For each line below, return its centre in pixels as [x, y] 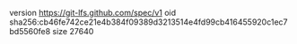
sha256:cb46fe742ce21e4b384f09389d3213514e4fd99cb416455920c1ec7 [149, 22]
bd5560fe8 [30, 31]
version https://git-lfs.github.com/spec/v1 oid [93, 13]
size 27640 [73, 31]
